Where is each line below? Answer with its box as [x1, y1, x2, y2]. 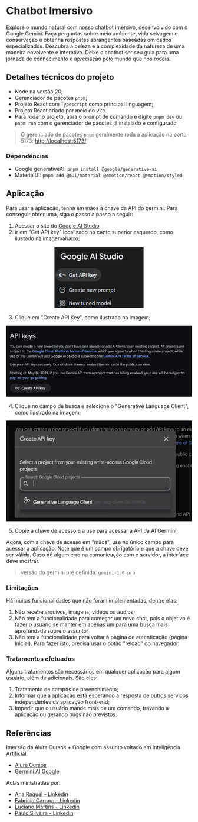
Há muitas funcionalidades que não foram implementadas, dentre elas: [6, 597, 178, 604]
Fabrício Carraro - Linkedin [14, 797, 81, 804]
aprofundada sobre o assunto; [14, 627, 88, 635]
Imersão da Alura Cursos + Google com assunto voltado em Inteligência [6, 744, 181, 751]
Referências [6, 728, 52, 738]
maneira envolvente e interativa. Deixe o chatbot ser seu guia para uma [6, 48, 179, 56]
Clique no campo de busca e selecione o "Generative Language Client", [14, 403, 189, 410]
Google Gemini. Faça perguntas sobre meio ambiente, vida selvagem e [6, 30, 178, 37]
